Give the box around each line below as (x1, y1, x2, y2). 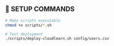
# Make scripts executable (5, 18, 61, 23)
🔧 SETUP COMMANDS (5, 5, 75, 13)
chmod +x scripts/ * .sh (5, 23, 52, 28)
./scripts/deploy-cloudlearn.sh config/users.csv (5, 36, 110, 41)
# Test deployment (5, 32, 43, 37)
